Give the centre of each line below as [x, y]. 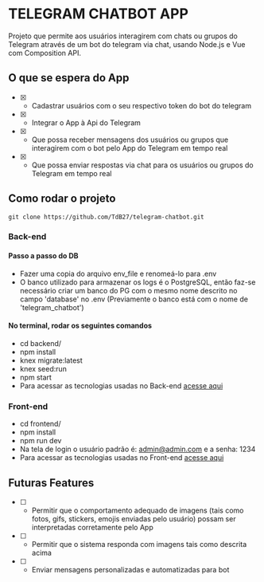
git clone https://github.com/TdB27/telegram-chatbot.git [106, 217]
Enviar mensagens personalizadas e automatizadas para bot [130, 570]
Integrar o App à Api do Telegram [86, 122]
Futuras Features [51, 483]
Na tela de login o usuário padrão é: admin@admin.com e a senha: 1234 [138, 449]
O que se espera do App [69, 78]
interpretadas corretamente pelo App [92, 527]
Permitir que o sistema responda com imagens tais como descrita [139, 544]
